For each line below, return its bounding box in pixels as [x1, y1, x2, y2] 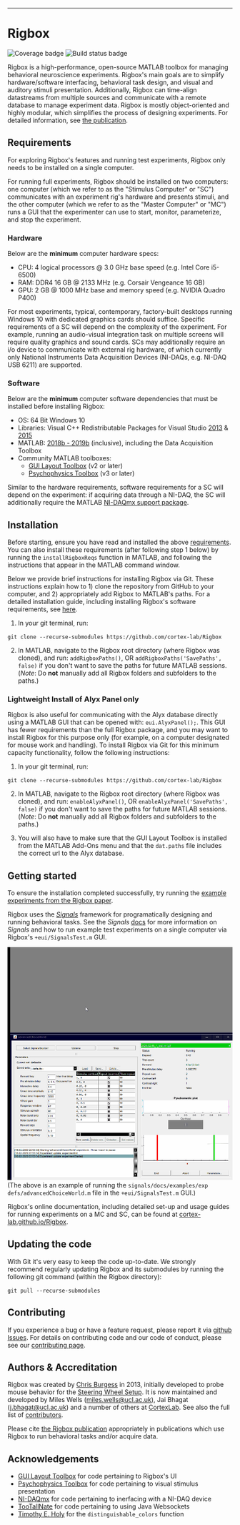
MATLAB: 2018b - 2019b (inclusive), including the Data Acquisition [17, 439, 214, 448]
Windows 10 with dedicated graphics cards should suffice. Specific [7, 315, 206, 324]
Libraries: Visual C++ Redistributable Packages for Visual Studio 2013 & [17, 423, 229, 433]
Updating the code [7, 1238, 92, 1250]
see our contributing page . [7, 1341, 86, 1349]
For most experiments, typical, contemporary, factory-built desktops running [7, 307, 233, 316]
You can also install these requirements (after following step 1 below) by [7, 546, 219, 554]
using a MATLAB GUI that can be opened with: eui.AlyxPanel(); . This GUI [7, 718, 226, 726]
